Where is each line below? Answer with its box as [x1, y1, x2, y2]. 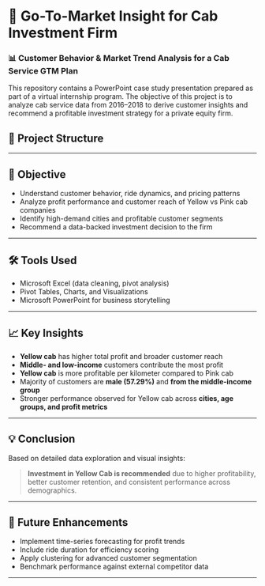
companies [19, 206, 57, 215]
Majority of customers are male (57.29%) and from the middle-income [19, 376, 252, 386]
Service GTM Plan [8, 66, 79, 77]
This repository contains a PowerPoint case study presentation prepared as [8, 83, 254, 93]
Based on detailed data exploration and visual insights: [8, 453, 185, 463]
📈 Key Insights [8, 327, 84, 340]
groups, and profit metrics [19, 402, 108, 411]
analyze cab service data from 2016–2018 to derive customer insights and [8, 100, 248, 110]
